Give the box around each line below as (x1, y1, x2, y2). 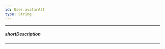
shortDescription (5, 31, 41, 37)
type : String (5, 12, 32, 16)
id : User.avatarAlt (5, 7, 45, 12)
